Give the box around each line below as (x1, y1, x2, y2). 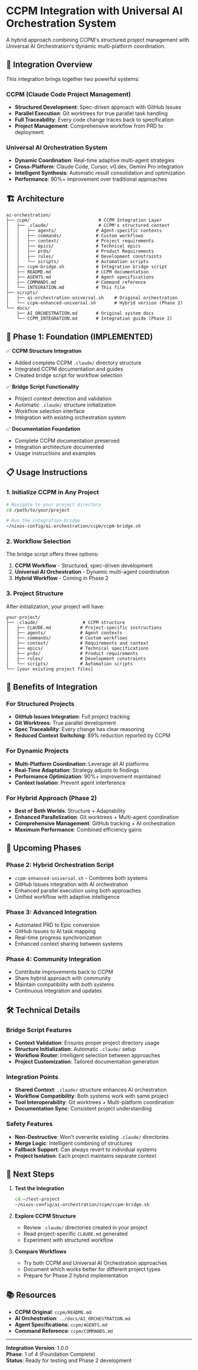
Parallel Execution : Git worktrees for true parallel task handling (14, 110, 168, 117)
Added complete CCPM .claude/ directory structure (14, 359, 141, 366)
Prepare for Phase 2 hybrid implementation (23, 1272, 128, 1279)
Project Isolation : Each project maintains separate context (14, 1152, 157, 1159)
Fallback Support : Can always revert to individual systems (14, 1145, 157, 1153)
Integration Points (6, 1073, 59, 1081)
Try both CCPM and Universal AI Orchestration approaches (23, 1259, 167, 1267)
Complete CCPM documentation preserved (14, 437, 120, 444)
